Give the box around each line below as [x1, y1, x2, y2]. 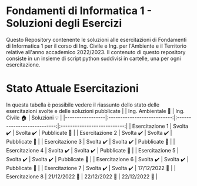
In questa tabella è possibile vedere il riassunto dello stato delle [6, 101, 160, 108]
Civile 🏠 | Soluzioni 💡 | [6, 114, 62, 121]
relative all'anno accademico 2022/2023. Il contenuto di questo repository [6, 48, 186, 55]
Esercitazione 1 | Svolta [132, 122, 189, 129]
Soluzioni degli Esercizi [6, 16, 122, 30]
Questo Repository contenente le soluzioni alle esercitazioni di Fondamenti [6, 36, 187, 43]
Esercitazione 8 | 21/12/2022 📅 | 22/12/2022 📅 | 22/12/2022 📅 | [6, 172, 158, 180]
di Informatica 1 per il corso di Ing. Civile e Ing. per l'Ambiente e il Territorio [6, 42, 187, 49]
